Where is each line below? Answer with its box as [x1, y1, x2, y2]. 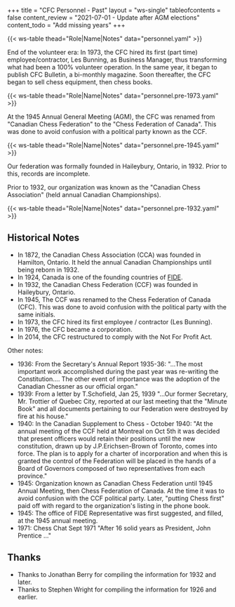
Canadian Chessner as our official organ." [17, 382, 138, 390]
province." [17, 472, 48, 480]
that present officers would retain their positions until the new [17, 434, 196, 443]
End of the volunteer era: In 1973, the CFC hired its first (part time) [7, 48, 198, 56]
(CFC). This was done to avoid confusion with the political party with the [17, 302, 227, 311]
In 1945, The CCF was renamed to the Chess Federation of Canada [17, 295, 211, 304]
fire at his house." [17, 412, 69, 420]
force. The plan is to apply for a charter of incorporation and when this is [17, 449, 228, 458]
